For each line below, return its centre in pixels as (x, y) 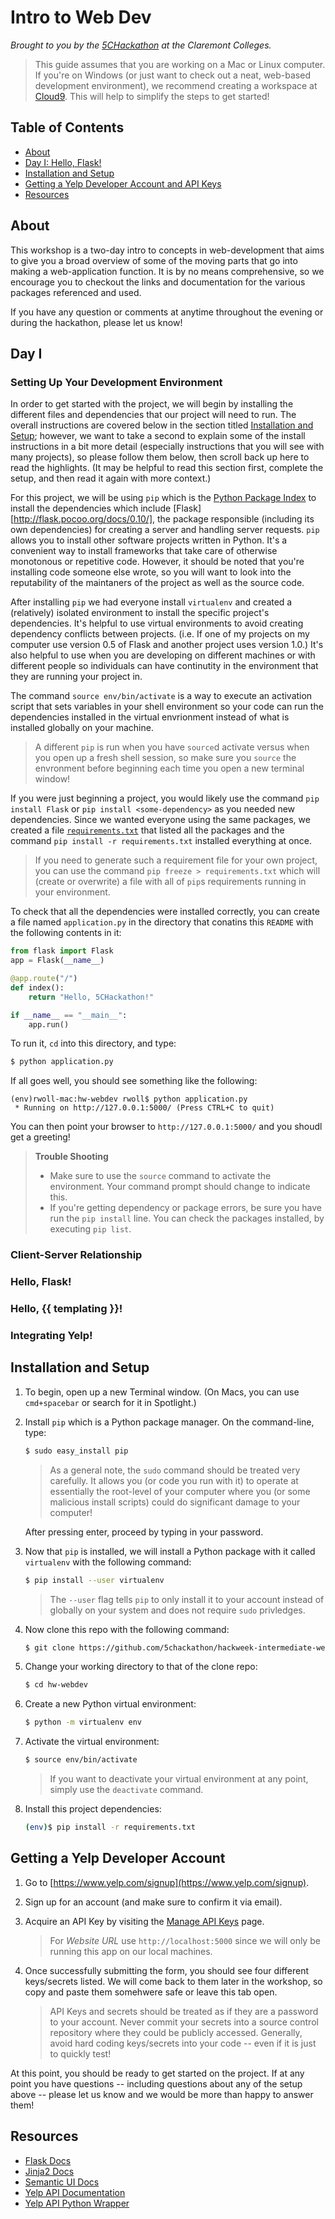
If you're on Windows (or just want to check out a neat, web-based (172, 75)
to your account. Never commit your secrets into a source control (184, 2022)
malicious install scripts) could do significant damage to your (175, 1502)
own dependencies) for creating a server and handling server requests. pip (165, 530)
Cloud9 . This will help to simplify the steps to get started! (152, 96)
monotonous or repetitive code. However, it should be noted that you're (157, 562)
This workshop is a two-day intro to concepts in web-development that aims (167, 250)
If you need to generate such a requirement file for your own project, (176, 860)
